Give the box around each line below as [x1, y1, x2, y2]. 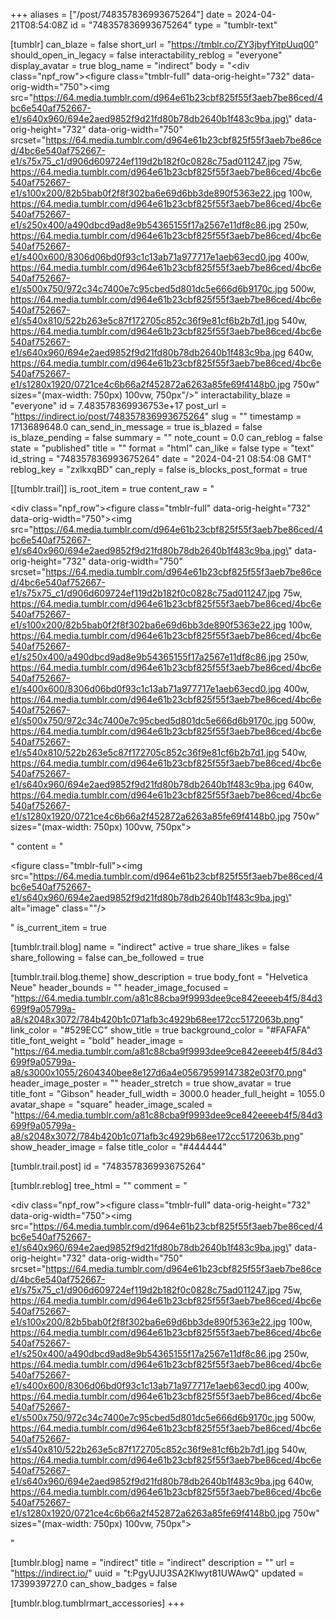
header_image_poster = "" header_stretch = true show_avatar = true [10, 1077, 292, 1089]
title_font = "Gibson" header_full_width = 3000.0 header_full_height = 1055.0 [10, 1088, 326, 1099]
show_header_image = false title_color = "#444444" [10, 1141, 227, 1153]
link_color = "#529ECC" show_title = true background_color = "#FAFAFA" [10, 1024, 311, 1036]
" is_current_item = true [10, 922, 107, 933]
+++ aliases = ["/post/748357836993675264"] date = [10, 9, 233, 20]
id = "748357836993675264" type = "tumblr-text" [69, 19, 278, 31]
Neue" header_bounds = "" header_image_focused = [10, 982, 230, 993]
